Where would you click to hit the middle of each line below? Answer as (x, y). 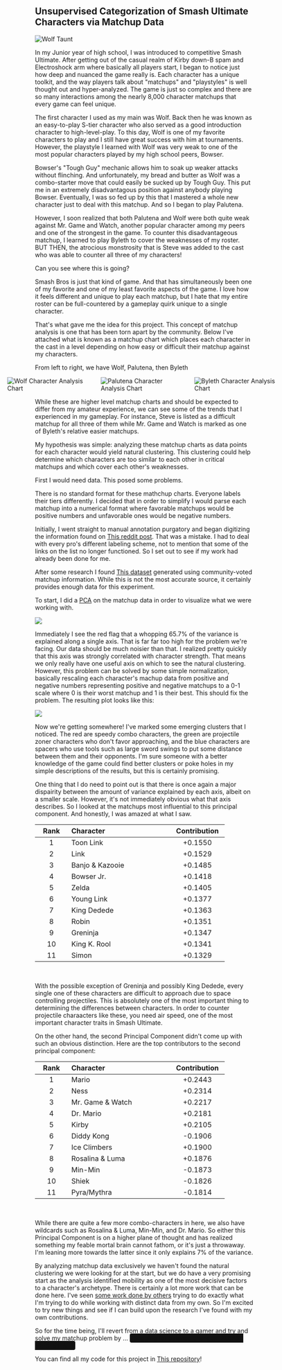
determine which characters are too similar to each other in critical (130, 459)
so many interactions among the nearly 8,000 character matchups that (136, 96)
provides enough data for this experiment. (95, 587)
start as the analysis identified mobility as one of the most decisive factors (141, 1280)
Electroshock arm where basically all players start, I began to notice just (138, 67)
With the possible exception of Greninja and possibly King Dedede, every (139, 986)
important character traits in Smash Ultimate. (99, 1023)
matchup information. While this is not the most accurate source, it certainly (143, 579)
